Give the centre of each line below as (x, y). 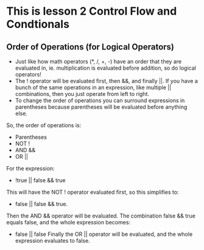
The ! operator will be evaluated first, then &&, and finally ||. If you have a (106, 81)
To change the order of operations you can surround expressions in (100, 100)
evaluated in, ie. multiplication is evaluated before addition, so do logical (105, 68)
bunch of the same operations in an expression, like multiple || (93, 87)
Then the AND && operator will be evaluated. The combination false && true (101, 216)
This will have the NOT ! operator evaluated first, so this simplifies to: (93, 192)
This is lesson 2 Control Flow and (92, 11)
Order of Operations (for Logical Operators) (90, 47)
